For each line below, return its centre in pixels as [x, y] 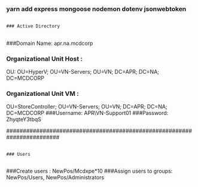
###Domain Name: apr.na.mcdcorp [50, 43]
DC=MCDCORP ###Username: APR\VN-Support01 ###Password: [87, 113]
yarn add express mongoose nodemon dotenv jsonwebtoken [96, 9]
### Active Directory [33, 26]
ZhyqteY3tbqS [24, 119]
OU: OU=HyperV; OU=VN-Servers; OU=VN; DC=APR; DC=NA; [83, 72]
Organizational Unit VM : [42, 93]
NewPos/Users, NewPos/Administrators [55, 177]
